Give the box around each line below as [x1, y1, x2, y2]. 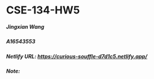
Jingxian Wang [6, 23, 44, 30]
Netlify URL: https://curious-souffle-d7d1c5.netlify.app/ [6, 53, 147, 60]
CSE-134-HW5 [6, 4, 80, 17]
